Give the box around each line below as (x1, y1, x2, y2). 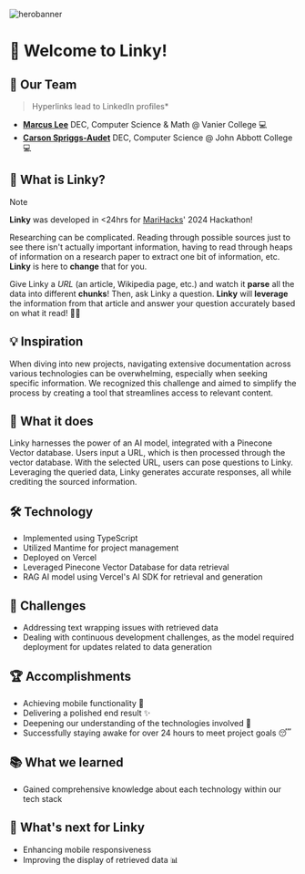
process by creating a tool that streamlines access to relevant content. (9, 387, 274, 398)
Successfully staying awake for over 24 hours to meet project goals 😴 (22, 727, 291, 738)
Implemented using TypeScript (22, 533, 138, 544)
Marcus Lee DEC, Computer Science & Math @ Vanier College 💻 (22, 119, 268, 129)
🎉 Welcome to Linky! (9, 41, 168, 61)
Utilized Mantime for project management (22, 542, 179, 553)
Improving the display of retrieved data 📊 (22, 854, 179, 865)
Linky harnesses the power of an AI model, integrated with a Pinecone (9, 437, 273, 448)
